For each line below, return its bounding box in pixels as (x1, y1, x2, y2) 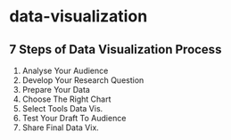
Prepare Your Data (21, 85, 91, 95)
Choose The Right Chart (21, 94, 111, 104)
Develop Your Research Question (21, 75, 144, 86)
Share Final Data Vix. (21, 122, 100, 133)
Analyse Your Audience (21, 65, 109, 76)
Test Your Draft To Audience (21, 113, 127, 123)
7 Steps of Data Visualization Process (9, 42, 222, 57)
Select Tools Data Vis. (21, 103, 103, 113)
